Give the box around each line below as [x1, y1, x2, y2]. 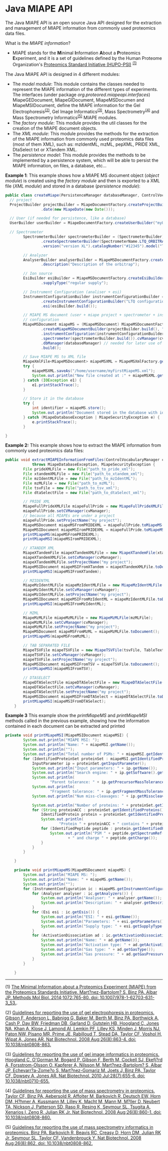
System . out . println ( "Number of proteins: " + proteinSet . [31, 803, 155, 808]
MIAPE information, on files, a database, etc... [12, 162, 106, 168]
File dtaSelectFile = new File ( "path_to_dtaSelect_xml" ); [23, 490, 146, 495]
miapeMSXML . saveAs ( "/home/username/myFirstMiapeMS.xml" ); [31, 368, 155, 373]
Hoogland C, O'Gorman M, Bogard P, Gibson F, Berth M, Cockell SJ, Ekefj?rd [5, 1057, 163, 1063]
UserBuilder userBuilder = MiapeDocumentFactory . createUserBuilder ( [9, 221, 155, 226]
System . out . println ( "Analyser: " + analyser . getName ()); [40, 896, 162, 901]
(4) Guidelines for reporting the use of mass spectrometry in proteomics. [5, 1088, 155, 1094]
